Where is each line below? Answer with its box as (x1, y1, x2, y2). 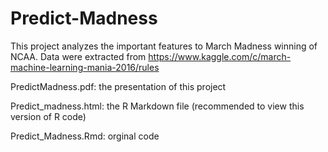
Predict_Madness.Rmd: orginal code (10, 130, 160, 142)
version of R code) (10, 110, 87, 122)
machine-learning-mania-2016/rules (10, 61, 160, 73)
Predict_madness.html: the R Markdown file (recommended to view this (10, 100, 305, 112)
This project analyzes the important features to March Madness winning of (10, 40, 318, 52)
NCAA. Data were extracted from (10, 50, 147, 62)
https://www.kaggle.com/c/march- (148, 50, 292, 62)
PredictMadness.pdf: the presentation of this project (10, 80, 227, 92)
